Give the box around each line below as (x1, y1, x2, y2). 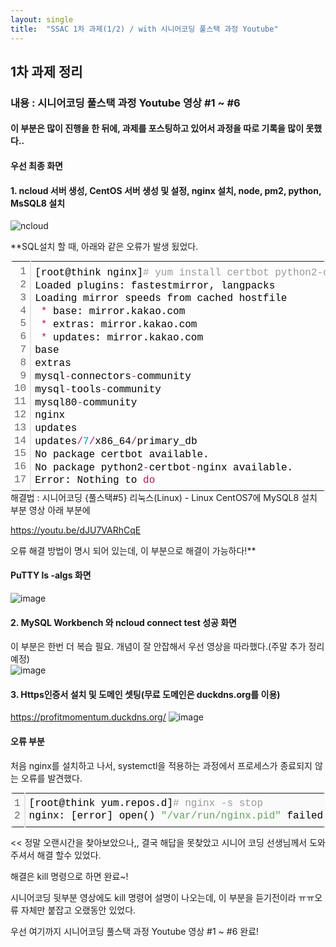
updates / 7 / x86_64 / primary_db (34, 436, 198, 448)
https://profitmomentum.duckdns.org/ (10, 711, 167, 723)
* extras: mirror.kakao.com (40, 318, 198, 331)
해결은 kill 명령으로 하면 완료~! (10, 871, 129, 883)
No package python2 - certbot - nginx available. (34, 461, 294, 474)
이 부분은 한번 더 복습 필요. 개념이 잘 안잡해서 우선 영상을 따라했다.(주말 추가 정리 (10, 641, 325, 653)
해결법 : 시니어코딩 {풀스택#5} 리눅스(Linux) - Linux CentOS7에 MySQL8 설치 (10, 491, 318, 503)
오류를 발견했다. (20, 772, 83, 784)
